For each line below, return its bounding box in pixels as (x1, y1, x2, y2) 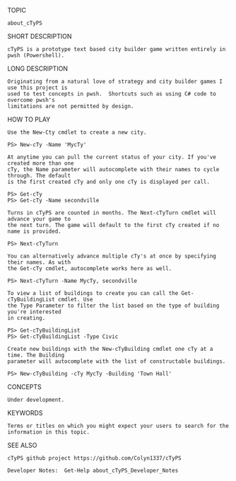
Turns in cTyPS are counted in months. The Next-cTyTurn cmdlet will (7, 209, 217, 216)
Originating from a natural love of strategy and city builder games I (7, 78, 223, 85)
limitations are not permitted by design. (7, 103, 134, 110)
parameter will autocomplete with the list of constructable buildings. (7, 358, 226, 365)
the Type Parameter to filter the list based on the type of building (7, 302, 220, 309)
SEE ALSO (7, 441, 37, 449)
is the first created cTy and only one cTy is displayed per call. (7, 178, 211, 185)
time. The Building (7, 352, 65, 359)
